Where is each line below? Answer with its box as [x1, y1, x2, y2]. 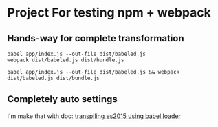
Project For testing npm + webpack [7, 5, 211, 21]
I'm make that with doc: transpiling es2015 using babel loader [7, 112, 181, 120]
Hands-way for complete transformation [7, 32, 184, 44]
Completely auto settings [7, 93, 118, 105]
